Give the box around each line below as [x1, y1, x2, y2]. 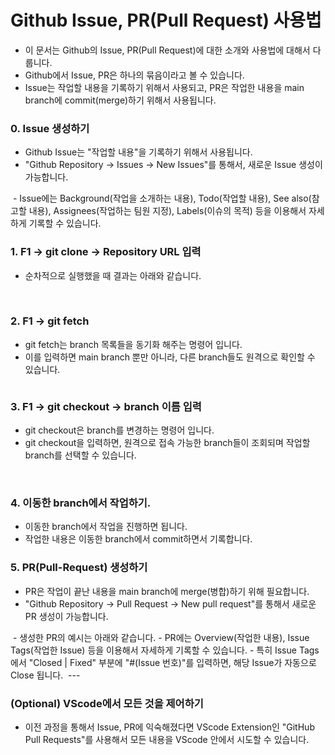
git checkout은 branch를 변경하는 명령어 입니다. [24, 424, 215, 436]
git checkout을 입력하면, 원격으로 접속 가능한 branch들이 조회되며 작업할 [24, 437, 311, 449]
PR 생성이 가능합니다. [24, 610, 109, 622]
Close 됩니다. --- [10, 669, 81, 681]
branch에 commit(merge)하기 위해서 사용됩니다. [24, 94, 217, 106]
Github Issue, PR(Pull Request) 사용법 [10, 9, 322, 32]
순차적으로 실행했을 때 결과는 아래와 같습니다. [24, 269, 202, 281]
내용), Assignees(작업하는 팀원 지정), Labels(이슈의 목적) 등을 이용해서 [28, 205, 307, 217]
